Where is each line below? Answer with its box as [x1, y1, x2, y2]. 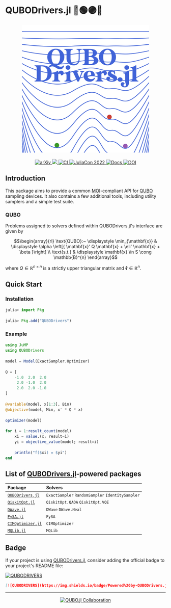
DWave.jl [7, 507, 26, 512]
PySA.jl [7, 514, 24, 519]
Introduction [5, 174, 46, 183]
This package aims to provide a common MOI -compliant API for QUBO [5, 188, 153, 194]
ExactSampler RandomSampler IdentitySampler [46, 493, 140, 498]
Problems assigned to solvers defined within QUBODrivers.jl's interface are [5, 223, 163, 229]
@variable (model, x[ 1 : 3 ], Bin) [5, 402, 72, 407]
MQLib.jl [7, 528, 26, 534]
